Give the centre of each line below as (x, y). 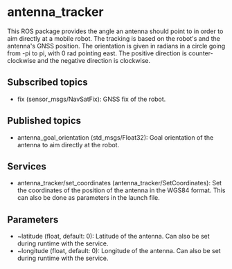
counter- (200, 53)
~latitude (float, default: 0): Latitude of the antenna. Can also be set (113, 236)
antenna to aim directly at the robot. (68, 145)
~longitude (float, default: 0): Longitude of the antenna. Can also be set (119, 251)
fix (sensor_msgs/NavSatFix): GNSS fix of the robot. (91, 99)
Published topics (44, 121)
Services (27, 166)
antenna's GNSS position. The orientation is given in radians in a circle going (116, 46)
